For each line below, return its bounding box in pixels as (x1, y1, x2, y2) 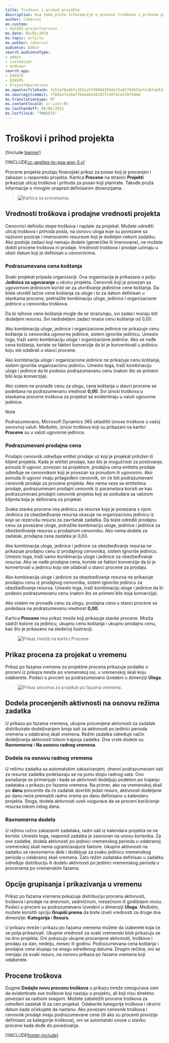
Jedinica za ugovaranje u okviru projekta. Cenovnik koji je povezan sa (5, 279, 151, 285)
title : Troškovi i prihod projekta (5, 7, 80, 13)
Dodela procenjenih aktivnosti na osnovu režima (5, 699, 160, 708)
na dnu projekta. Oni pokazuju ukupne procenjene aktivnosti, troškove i (5, 935, 153, 941)
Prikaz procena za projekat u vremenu (5, 650, 127, 659)
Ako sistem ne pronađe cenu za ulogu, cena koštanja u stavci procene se (5, 383, 157, 389)
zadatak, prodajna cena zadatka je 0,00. (5, 533, 89, 539)
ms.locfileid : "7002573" (5, 111, 57, 116)
